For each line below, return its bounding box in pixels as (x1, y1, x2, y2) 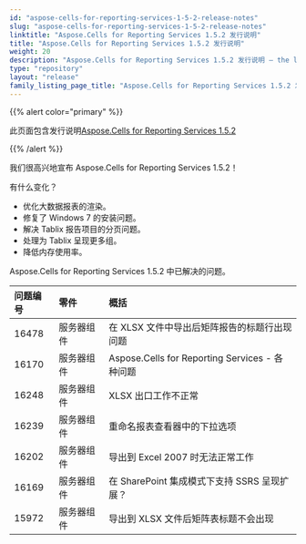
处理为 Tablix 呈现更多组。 (22, 234, 122, 246)
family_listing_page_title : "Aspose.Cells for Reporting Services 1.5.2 (9, 81, 291, 90)
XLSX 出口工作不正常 (108, 389, 199, 402)
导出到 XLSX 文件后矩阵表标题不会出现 (108, 512, 274, 525)
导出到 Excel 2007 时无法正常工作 (108, 450, 255, 463)
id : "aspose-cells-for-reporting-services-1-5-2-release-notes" (9, 13, 259, 23)
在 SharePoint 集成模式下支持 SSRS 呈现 (108, 475, 280, 488)
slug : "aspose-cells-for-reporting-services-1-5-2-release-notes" (9, 22, 267, 31)
